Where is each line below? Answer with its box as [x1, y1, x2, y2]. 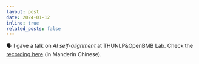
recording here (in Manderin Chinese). [6, 51, 102, 58]
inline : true [6, 20, 39, 26]
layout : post [6, 8, 39, 15]
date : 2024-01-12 [6, 14, 50, 20]
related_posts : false [6, 25, 61, 32]
